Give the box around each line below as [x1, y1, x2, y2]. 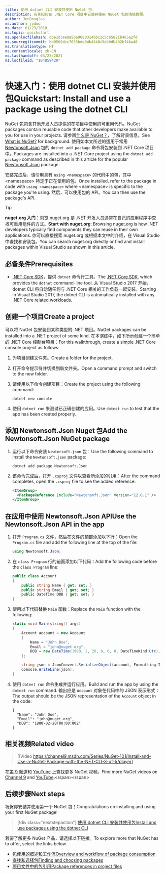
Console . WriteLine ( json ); [21, 667, 75, 672]
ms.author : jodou [5, 21, 41, 26]
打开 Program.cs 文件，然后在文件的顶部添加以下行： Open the [12, 534, 138, 540]
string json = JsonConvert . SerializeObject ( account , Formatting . [21, 662, 159, 668]
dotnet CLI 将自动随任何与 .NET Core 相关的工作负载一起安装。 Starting [12, 286, 156, 292]
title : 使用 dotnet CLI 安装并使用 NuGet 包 [5, 7, 92, 12]
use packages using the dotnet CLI [17, 825, 88, 831]
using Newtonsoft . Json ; [12, 549, 62, 554]
